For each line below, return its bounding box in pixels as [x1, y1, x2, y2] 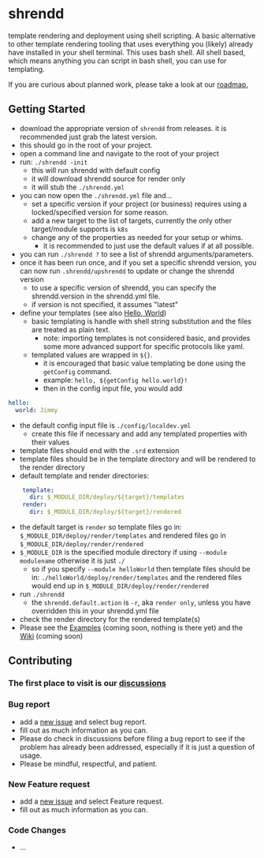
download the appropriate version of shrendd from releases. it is [19, 123, 227, 133]
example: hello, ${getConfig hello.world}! [43, 375, 188, 384]
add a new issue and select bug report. [19, 717, 147, 726]
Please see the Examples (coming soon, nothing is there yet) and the [19, 623, 243, 632]
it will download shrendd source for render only [31, 174, 186, 183]
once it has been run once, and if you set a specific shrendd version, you [19, 257, 257, 267]
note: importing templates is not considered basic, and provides [43, 333, 251, 343]
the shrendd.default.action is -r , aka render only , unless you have [31, 598, 251, 607]
